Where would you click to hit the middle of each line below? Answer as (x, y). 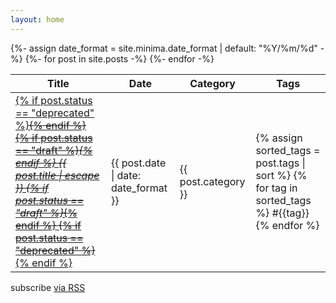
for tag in (276, 188)
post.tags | (280, 163)
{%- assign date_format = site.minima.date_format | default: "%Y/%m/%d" (164, 48)
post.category (212, 181)
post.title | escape (57, 175)
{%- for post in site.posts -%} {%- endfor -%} (119, 58)
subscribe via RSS (48, 287)
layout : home (37, 19)
